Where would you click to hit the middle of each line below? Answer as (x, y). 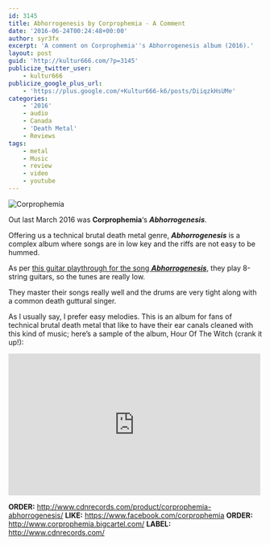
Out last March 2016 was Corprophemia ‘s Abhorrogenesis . (108, 220)
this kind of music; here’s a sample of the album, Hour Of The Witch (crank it (135, 333)
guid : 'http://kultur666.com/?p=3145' (73, 61)
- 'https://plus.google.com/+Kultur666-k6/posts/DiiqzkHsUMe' (129, 91)
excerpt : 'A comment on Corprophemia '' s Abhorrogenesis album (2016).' (131, 46)
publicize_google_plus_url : (56, 83)
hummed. (24, 252)
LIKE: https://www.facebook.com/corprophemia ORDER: (159, 515)
